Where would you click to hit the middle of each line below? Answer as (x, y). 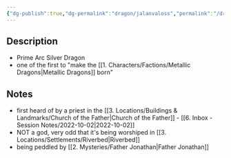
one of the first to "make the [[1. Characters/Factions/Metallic (103, 65)
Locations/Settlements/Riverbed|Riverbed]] (78, 140)
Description (32, 42)
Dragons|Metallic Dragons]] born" (65, 72)
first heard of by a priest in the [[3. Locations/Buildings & (97, 111)
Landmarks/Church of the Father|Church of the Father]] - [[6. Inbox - (114, 118)
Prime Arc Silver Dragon (51, 58)
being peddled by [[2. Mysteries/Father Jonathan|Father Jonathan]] (113, 147)
